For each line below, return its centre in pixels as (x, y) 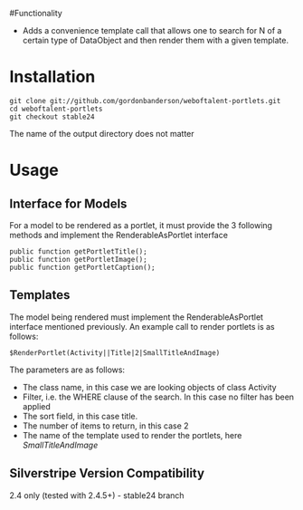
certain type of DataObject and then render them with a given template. (156, 40)
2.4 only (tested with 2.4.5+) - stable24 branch (97, 495)
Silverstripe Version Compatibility (107, 473)
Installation (52, 77)
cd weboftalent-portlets (56, 109)
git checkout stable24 (52, 117)
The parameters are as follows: (67, 370)
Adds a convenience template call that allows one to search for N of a (152, 30)
